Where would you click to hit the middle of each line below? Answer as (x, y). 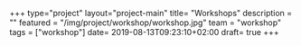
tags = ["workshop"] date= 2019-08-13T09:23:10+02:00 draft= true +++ (145, 32)
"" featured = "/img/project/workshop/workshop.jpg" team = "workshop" (146, 23)
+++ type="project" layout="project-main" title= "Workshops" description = (151, 13)
